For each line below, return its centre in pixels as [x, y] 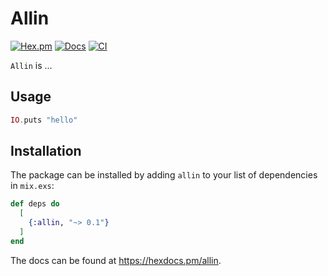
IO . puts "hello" [44, 120]
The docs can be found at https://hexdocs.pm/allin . [116, 260]
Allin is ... [31, 65]
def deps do [35, 204]
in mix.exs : [32, 186]
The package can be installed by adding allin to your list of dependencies [164, 175]
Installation [46, 151]
